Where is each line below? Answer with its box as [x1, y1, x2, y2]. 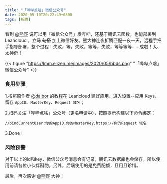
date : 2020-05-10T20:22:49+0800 [5, 12, 72, 17]
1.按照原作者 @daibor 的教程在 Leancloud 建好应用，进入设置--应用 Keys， [5, 93, 159, 99]
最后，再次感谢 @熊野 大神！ [5, 173, 65, 179]
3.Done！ [5, 130, 25, 136]
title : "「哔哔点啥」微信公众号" [5, 7, 66, 13]
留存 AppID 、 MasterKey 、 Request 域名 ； [5, 99, 85, 105]
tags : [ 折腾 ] [5, 17, 31, 22]
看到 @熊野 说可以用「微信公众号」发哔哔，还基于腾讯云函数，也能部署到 [5, 31, 156, 37]
